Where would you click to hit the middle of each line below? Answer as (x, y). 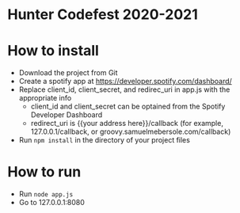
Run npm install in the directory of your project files (105, 140)
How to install (53, 51)
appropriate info (45, 98)
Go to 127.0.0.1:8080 (51, 203)
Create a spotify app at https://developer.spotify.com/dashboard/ (126, 82)
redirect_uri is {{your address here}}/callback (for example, (127, 124)
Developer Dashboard (67, 115)
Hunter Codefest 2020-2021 (103, 15)
